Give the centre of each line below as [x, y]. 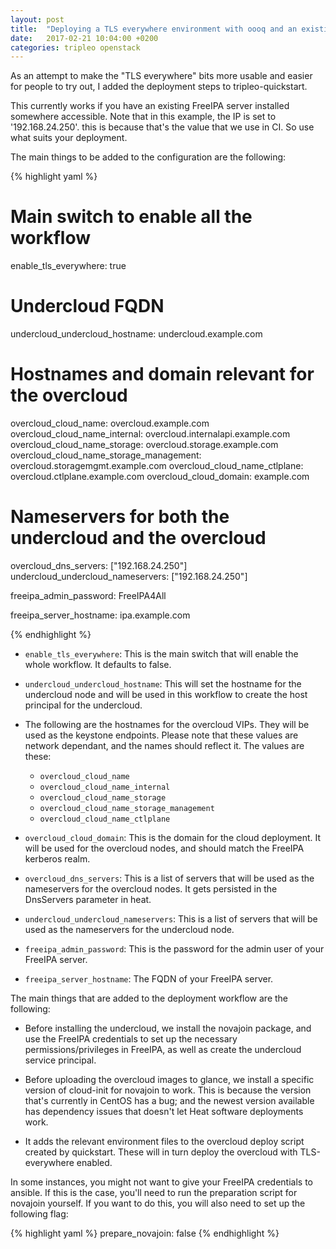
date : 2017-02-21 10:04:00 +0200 [84, 38]
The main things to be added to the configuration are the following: [148, 157]
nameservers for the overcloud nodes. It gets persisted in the [151, 889]
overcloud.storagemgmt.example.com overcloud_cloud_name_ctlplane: [157, 466]
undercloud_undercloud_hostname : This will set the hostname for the [163, 684]
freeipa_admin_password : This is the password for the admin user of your [174, 949]
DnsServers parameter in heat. [88, 899]
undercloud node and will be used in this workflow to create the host [166, 694]
